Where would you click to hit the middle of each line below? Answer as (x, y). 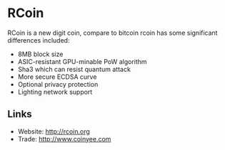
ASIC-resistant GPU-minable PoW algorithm (82, 61)
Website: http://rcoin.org (54, 131)
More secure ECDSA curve (57, 77)
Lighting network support (55, 92)
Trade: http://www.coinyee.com (64, 139)
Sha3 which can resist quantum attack (74, 69)
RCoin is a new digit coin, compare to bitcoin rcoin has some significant (112, 33)
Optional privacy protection (58, 84)
